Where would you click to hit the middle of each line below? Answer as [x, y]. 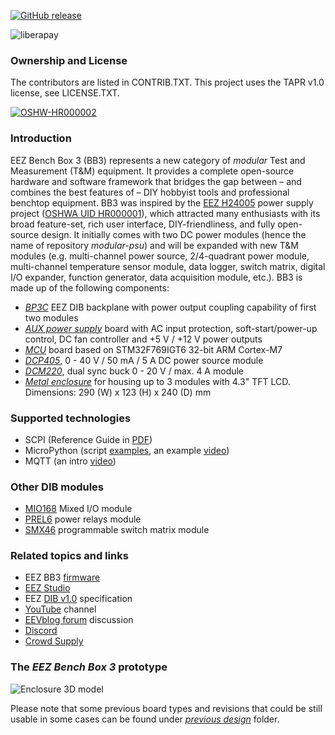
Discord [41, 631]
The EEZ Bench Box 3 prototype [89, 667]
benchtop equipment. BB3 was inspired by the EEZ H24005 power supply [162, 202]
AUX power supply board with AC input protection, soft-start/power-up [171, 328]
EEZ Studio [47, 588]
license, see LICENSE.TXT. [65, 93]
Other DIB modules [57, 487]
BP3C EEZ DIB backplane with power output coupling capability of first [170, 307]
